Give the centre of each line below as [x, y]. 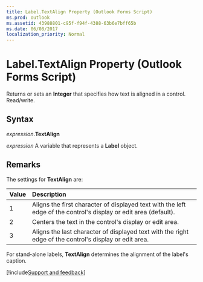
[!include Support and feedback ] [46, 272]
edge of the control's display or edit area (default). [104, 212]
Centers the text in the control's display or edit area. [106, 221]
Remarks [24, 165]
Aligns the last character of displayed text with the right [111, 232]
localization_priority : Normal [46, 34]
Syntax [20, 120]
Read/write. [21, 100]
